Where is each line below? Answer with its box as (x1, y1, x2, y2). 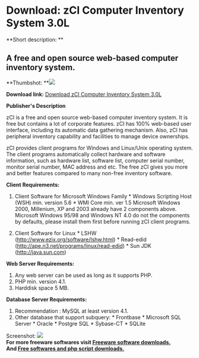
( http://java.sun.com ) (14, 248, 67, 256)
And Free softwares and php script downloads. (6, 345, 125, 352)
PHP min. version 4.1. (14, 278, 67, 285)
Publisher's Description (6, 102, 66, 109)
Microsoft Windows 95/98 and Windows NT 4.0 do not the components (14, 211, 190, 219)
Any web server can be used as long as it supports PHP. (14, 272, 153, 279)
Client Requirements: (6, 181, 60, 188)
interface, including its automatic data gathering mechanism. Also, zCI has (6, 126, 188, 133)
